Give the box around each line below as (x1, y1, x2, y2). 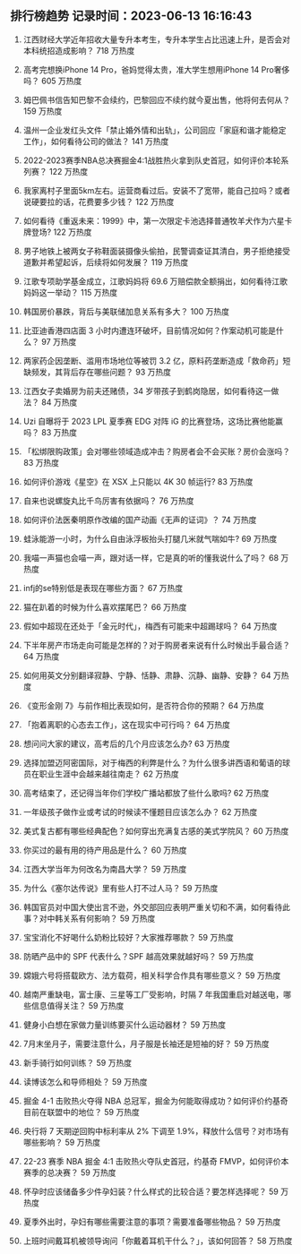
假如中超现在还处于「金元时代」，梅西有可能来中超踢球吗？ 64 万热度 (22, 621, 278, 631)
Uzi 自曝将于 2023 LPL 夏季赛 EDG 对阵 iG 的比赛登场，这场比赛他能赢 (22, 416, 283, 426)
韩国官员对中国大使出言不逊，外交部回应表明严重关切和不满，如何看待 (22, 901, 283, 912)
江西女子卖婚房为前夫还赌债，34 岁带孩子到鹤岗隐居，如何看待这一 (22, 385, 271, 396)
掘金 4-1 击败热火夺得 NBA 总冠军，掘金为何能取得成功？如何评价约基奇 (22, 1095, 289, 1106)
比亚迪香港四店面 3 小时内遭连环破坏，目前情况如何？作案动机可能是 (22, 325, 277, 336)
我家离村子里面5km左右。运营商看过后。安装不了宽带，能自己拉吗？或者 (22, 185, 291, 195)
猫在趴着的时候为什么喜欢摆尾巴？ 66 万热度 (22, 601, 187, 612)
